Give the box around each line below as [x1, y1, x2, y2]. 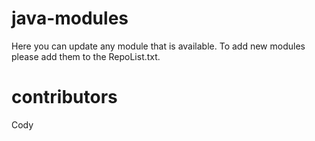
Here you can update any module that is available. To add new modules [11, 40, 306, 52]
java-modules [11, 7, 129, 30]
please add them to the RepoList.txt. [11, 50, 161, 62]
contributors [11, 86, 118, 109]
